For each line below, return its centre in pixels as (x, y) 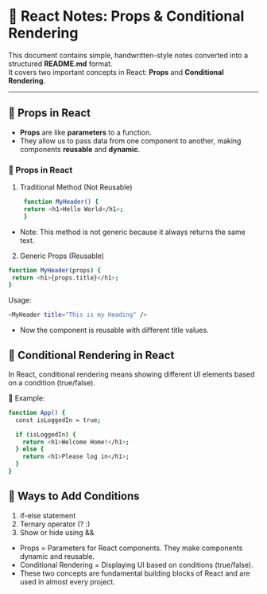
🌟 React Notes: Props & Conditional (126, 16)
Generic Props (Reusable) (62, 256)
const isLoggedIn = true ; (58, 420)
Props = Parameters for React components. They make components (131, 548)
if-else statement (48, 515)
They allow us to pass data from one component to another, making (130, 141)
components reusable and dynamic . (80, 149)
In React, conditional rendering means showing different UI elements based (132, 374)
